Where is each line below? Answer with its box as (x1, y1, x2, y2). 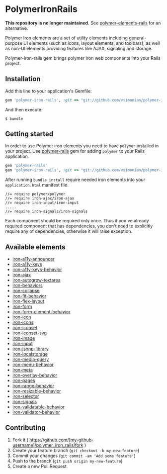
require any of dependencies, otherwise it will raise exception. (5, 228, 133, 234)
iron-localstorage (12, 351, 48, 357)
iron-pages (12, 378, 36, 383)
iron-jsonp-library (12, 346, 49, 352)
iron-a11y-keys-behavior (12, 267, 62, 272)
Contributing (5, 424, 46, 432)
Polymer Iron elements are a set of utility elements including (5, 35, 128, 41)
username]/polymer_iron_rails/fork (12, 442, 83, 448)
